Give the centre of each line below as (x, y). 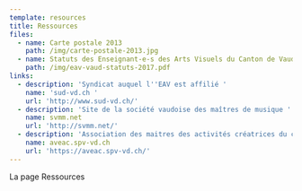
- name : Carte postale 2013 (70, 43)
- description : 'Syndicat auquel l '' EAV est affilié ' (122, 84)
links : (22, 76)
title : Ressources (44, 26)
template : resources (48, 17)
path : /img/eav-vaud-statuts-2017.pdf (98, 68)
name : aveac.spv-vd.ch (68, 143)
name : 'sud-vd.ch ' (62, 92)
